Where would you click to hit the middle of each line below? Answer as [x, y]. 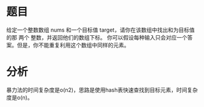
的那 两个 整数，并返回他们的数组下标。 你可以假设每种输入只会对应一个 [97, 37]
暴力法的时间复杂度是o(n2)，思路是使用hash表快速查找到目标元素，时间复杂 [102, 90]
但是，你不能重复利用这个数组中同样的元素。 [73, 45]
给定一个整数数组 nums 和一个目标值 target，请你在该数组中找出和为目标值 [100, 30]
